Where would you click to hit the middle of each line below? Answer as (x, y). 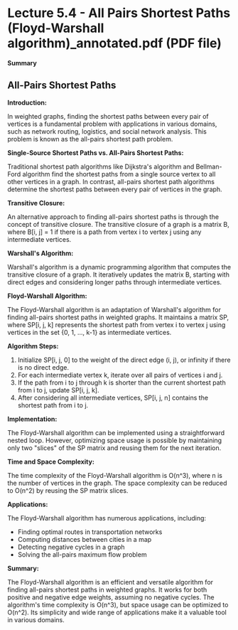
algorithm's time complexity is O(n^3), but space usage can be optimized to (118, 604)
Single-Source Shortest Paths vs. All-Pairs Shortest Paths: (96, 153)
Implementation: (32, 419)
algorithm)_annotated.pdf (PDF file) (115, 43)
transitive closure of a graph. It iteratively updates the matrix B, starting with (118, 274)
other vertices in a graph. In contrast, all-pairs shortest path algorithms (111, 181)
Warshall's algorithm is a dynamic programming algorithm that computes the (119, 267)
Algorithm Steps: (33, 346)
